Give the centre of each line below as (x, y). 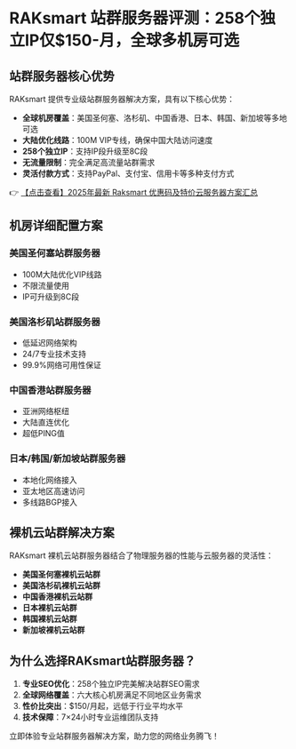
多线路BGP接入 (50, 502)
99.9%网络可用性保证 (62, 364)
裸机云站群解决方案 (62, 533)
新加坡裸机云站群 (53, 630)
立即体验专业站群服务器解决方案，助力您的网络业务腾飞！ (114, 736)
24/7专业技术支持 (54, 354)
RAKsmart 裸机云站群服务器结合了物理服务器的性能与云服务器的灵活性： (141, 555)
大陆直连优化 (45, 422)
